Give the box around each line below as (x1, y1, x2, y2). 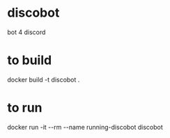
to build (7, 52, 52, 68)
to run (7, 100, 43, 116)
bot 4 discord (7, 28, 46, 36)
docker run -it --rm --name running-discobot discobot (7, 123, 164, 131)
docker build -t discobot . (7, 75, 80, 84)
